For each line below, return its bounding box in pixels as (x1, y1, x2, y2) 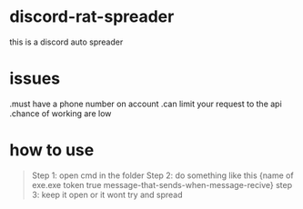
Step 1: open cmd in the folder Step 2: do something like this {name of (31, 170, 294, 181)
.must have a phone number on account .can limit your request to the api (9, 98, 282, 109)
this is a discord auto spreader (9, 36, 124, 47)
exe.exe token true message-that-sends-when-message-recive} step (31, 179, 293, 190)
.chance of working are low (9, 107, 112, 119)
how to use (9, 140, 95, 161)
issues (9, 68, 61, 89)
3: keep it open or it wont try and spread (31, 189, 184, 200)
